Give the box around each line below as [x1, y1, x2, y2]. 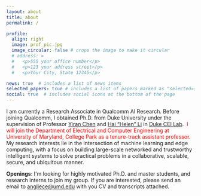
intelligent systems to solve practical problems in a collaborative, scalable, [6, 152, 190, 159]
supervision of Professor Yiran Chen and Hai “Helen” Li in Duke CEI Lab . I [6, 121, 188, 127]
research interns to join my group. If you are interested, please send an [6, 177, 181, 183]
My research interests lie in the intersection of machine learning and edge [6, 140, 188, 146]
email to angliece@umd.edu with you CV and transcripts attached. [6, 183, 170, 190]
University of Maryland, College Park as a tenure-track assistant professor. [6, 133, 191, 140]
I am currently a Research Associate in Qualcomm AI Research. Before [6, 108, 179, 115]
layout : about [6, 8, 42, 15]
